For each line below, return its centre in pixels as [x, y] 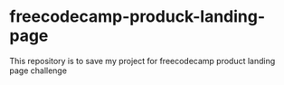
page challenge [38, 71]
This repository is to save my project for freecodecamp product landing [142, 61]
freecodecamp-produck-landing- [137, 17]
